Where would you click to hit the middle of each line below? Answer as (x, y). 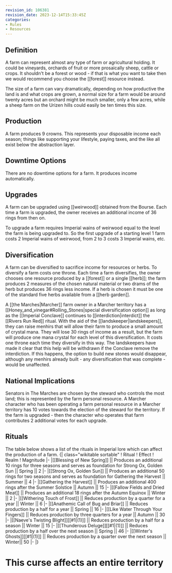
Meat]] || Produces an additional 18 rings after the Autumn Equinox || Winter (85, 493)
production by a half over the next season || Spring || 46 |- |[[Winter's (79, 531)
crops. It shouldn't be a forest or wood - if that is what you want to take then (86, 73)
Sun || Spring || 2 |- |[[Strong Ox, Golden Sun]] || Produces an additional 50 (85, 471)
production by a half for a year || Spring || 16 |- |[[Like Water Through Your (84, 509)
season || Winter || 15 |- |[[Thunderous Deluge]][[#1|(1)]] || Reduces (77, 525)
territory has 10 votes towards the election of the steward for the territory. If (85, 410)
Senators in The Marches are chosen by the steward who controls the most (85, 393)
